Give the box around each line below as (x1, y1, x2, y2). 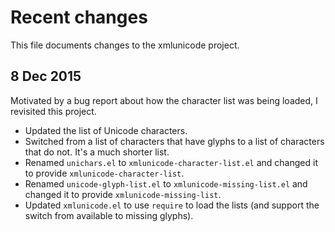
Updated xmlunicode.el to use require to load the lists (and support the (24, 199, 320, 211)
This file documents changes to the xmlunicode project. (10, 39, 240, 51)
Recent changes (10, 6, 148, 29)
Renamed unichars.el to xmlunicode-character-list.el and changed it (24, 156, 318, 168)
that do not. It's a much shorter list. (24, 146, 170, 158)
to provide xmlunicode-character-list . (24, 167, 185, 179)
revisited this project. (10, 105, 97, 117)
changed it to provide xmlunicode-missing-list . (24, 188, 222, 200)
